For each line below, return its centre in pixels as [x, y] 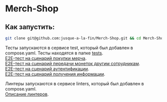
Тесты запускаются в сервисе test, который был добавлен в [69, 48]
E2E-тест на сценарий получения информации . [55, 74]
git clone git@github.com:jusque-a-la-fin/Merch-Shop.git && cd [73, 38]
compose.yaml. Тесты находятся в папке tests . [54, 53]
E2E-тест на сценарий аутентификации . [47, 69]
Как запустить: [30, 27]
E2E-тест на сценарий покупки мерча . [46, 58]
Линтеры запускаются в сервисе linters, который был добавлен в [75, 83]
